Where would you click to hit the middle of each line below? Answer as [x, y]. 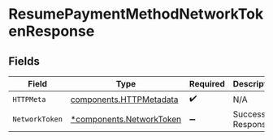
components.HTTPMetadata [124, 100]
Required [208, 84]
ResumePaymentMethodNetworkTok [136, 14]
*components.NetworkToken [126, 119]
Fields [24, 61]
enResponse [52, 31]
